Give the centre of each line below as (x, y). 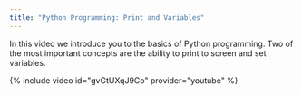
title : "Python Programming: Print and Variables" (107, 18)
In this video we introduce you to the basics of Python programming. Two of (151, 43)
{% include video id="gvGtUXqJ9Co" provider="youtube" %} (124, 80)
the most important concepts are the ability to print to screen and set (138, 53)
